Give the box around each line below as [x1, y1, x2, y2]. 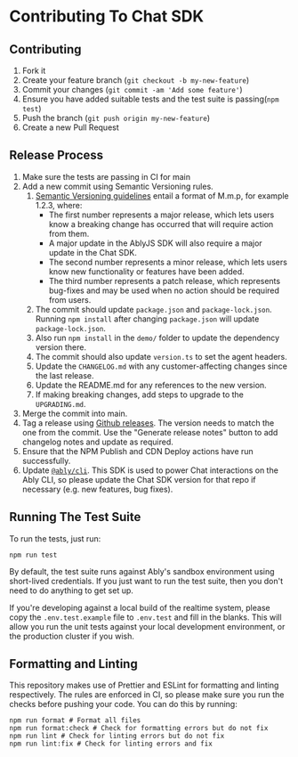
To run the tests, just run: [9, 533, 101, 544]
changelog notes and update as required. [21, 436, 173, 447]
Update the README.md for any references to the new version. [35, 379, 267, 390]
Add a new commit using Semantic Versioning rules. [21, 181, 213, 191]
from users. [48, 294, 92, 305]
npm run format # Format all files [9, 716, 141, 725]
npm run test [9, 550, 58, 559]
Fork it [21, 65, 46, 76]
